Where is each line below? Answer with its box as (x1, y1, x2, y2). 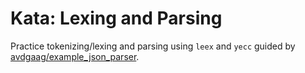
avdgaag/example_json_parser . (10, 50, 140, 62)
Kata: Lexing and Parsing (10, 7, 223, 30)
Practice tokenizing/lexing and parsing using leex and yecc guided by (10, 40, 296, 52)
